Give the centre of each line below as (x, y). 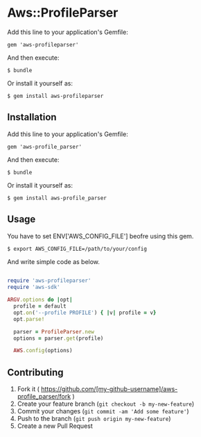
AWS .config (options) (43, 351)
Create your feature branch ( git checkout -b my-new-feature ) (106, 404)
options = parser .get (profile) (59, 338)
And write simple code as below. (54, 262)
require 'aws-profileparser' (49, 281)
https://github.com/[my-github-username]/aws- (109, 389)
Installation (32, 117)
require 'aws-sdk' (34, 287)
